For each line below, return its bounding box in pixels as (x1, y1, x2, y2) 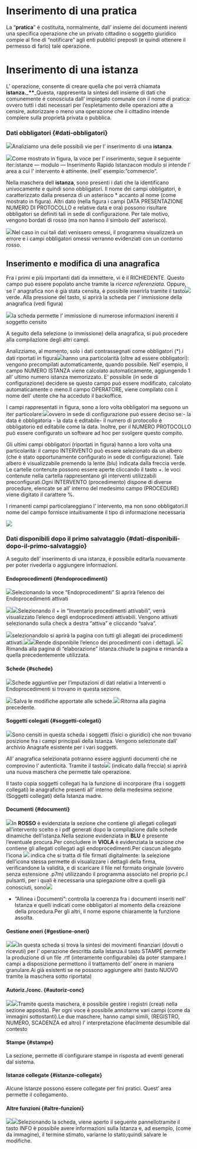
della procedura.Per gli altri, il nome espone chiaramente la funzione (14, 908, 181, 915)
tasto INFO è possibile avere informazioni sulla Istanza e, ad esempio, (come (6, 1125, 191, 1132)
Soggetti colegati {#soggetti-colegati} (6, 717, 102, 724)
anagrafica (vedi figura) (6, 300, 64, 307)
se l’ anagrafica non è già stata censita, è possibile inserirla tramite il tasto (6, 287, 185, 294)
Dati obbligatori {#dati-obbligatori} (6, 129, 108, 137)
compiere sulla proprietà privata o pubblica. (6, 114, 112, 121)
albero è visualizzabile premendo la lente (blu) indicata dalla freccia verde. (6, 459, 186, 467)
